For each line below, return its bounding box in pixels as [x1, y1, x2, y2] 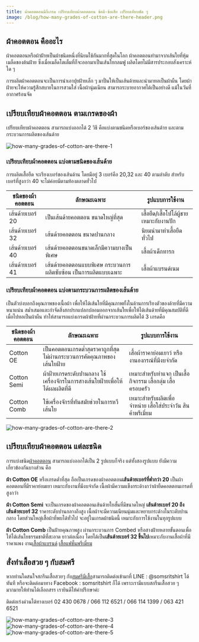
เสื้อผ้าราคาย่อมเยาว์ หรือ [129, 348, 182, 357]
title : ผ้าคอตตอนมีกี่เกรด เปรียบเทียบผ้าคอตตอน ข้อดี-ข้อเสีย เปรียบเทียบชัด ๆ [6, 8, 148, 15]
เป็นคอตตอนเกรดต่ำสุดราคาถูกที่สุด [43, 345, 120, 353]
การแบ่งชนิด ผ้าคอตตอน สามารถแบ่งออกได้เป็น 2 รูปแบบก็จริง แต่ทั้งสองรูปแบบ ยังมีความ [6, 457, 177, 464]
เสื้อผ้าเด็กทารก [141, 247, 175, 256]
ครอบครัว [129, 384, 150, 392]
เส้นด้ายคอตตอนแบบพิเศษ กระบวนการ [45, 261, 131, 269]
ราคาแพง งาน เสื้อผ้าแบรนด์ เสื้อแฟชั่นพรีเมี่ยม [6, 539, 93, 547]
